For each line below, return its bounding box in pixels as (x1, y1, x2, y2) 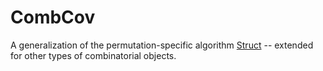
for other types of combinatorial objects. (10, 49, 177, 61)
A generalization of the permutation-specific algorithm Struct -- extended (10, 39, 314, 51)
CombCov (10, 6, 96, 29)
